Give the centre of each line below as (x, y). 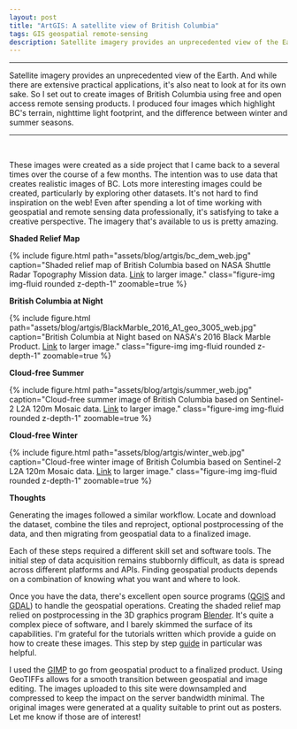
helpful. (23, 653)
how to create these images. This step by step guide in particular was (136, 643)
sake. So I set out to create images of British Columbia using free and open (145, 95)
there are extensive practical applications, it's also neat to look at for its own (148, 85)
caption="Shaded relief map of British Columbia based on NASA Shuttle (140, 265)
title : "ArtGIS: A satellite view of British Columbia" (114, 26)
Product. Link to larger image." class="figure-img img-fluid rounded (133, 347)
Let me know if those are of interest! (75, 717)
